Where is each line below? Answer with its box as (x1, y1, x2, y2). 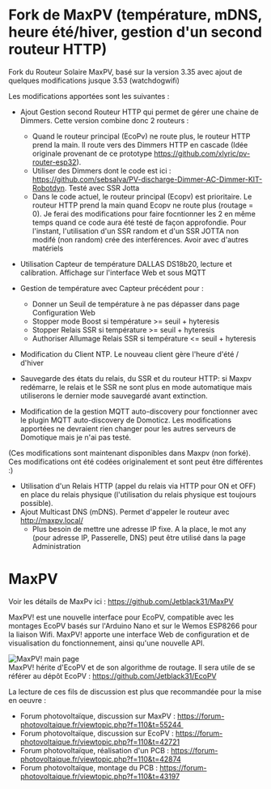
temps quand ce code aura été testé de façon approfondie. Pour (32, 217, 247, 227)
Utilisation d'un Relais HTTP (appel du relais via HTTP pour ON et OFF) (19, 481, 256, 491)
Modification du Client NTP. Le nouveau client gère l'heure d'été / (19, 349, 239, 358)
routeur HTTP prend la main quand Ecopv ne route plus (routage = (32, 200, 254, 210)
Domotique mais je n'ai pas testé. (19, 432, 132, 442)
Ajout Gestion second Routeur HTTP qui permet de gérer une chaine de (19, 107, 259, 117)
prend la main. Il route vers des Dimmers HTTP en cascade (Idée (32, 139, 248, 149)
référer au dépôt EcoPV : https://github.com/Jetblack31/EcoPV (8, 671, 217, 680)
